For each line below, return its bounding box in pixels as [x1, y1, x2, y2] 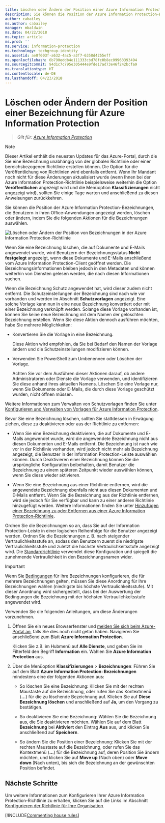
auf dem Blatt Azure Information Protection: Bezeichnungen [12, 668, 137, 674]
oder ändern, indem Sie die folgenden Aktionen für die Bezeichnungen [5, 215, 148, 221]
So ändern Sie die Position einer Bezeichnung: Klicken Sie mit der [19, 738, 152, 745]
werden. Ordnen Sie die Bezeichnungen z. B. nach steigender [5, 533, 130, 539]
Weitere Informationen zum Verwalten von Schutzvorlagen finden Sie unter [5, 401, 157, 407]
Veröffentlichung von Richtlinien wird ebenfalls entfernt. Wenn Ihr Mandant [5, 169, 156, 175]
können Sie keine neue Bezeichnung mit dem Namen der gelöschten [5, 311, 144, 317]
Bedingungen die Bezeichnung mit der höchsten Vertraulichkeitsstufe [5, 593, 146, 600]
